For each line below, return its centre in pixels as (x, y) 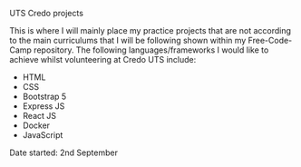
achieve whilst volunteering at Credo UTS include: (103, 59)
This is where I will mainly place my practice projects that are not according (150, 30)
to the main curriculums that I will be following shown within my (128, 40)
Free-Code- (270, 40)
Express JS (44, 106)
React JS (39, 116)
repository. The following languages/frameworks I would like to (151, 50)
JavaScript (43, 135)
